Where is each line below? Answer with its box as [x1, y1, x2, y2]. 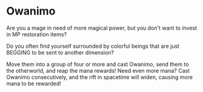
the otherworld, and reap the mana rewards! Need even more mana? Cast [6, 67, 190, 74]
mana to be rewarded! [6, 80, 62, 87]
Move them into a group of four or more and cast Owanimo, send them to [6, 61, 189, 68]
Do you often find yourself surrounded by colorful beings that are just [6, 42, 180, 50]
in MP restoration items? [6, 30, 67, 38]
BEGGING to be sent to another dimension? [6, 48, 114, 56]
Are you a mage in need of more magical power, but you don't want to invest [6, 24, 198, 31]
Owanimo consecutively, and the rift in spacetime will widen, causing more [6, 73, 193, 80]
